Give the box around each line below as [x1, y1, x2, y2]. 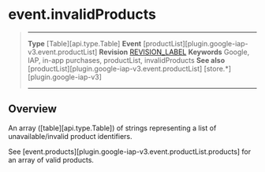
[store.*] [203, 64, 231, 73]
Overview [8, 102, 58, 115]
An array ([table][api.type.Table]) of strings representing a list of [8, 123, 217, 133]
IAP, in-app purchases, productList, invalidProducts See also [27, 55, 226, 64]
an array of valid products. [8, 155, 95, 164]
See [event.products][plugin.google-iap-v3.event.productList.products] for [8, 147, 252, 156]
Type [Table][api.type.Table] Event [27, 38, 142, 48]
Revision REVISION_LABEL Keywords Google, [99, 47, 250, 57]
